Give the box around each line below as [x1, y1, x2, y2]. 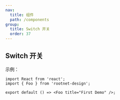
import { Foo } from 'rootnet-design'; [5, 81, 91, 86]
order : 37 [10, 31, 31, 36]
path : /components [10, 17, 50, 22]
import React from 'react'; [5, 76, 66, 82]
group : [5, 22, 19, 27]
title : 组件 [10, 12, 34, 17]
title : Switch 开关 [10, 27, 50, 32]
